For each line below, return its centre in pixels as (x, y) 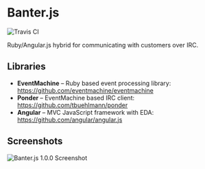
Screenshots (35, 141)
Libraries (26, 67)
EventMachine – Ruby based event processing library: (94, 83)
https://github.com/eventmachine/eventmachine (85, 90)
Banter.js (33, 13)
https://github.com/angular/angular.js (70, 120)
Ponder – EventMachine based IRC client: (76, 98)
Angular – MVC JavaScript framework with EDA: (85, 112)
